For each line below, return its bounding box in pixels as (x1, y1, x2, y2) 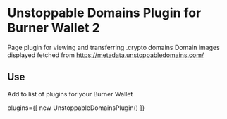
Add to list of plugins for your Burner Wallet (7, 89, 133, 98)
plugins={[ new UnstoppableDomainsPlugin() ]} (7, 104, 145, 112)
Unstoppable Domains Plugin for (7, 5, 202, 21)
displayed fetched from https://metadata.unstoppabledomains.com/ (7, 51, 204, 59)
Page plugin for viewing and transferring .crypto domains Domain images (7, 43, 220, 51)
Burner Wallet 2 (7, 20, 100, 36)
